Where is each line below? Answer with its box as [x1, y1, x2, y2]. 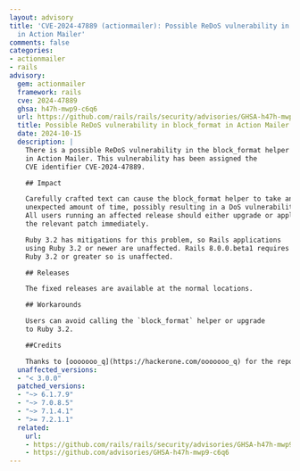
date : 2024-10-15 [17, 129, 82, 138]
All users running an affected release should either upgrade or [25, 211, 274, 220]
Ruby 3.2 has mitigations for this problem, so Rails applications [25, 235, 281, 244]
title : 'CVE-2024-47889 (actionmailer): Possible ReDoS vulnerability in [9, 21, 290, 30]
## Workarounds [25, 301, 82, 310]
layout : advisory [9, 12, 74, 22]
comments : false [9, 37, 70, 47]
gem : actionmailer [17, 79, 87, 88]
